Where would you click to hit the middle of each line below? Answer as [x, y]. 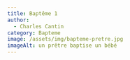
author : [19, 20]
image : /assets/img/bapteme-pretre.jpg [65, 39]
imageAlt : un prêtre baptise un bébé [62, 46]
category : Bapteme [34, 33]
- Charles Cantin [39, 26]
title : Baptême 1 [32, 13]
